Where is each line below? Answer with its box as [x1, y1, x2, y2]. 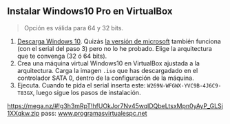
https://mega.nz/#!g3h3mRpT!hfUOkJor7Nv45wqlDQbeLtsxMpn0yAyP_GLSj [7, 101, 224, 110]
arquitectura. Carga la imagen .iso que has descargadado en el [17, 66, 198, 74]
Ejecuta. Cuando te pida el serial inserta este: [17, 81, 146, 89]
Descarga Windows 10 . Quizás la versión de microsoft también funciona [17, 37, 222, 45]
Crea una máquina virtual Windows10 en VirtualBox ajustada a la [17, 59, 200, 68]
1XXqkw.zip [7, 109, 40, 117]
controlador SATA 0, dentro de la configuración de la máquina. [17, 74, 194, 82]
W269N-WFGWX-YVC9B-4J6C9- [147, 82, 222, 89]
